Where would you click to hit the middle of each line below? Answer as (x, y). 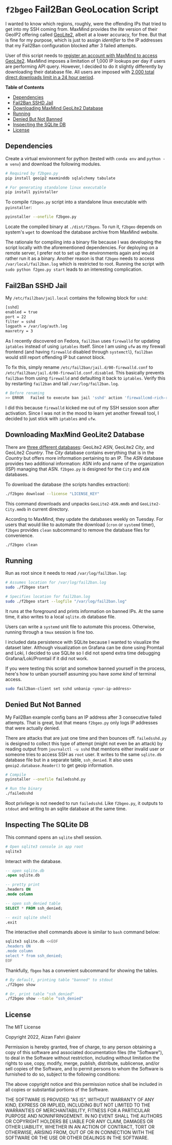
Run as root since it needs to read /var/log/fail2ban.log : (66, 573)
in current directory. (48, 509)
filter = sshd (20, 322)
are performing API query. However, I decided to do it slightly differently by (84, 66)
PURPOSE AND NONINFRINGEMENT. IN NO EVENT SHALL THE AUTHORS (84, 1116)
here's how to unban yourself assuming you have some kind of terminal (81, 673)
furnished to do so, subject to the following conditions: (63, 1074)
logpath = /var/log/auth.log (36, 326)
